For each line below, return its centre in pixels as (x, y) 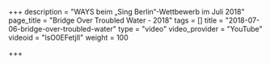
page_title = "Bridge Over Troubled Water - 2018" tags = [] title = (116, 20)
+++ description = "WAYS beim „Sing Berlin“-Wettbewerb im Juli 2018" (127, 12)
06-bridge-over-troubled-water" (63, 29)
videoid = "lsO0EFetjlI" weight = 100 (69, 37)
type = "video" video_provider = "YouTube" (190, 29)
